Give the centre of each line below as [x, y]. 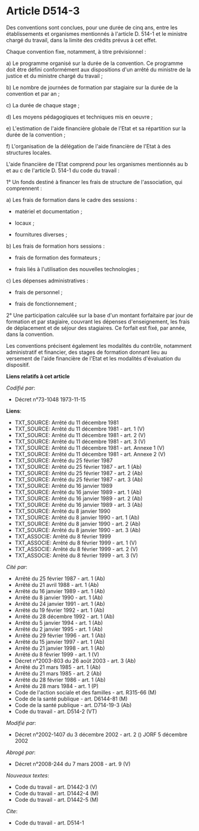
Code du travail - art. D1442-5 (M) [57, 799]
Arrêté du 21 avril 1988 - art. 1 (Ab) [57, 584]
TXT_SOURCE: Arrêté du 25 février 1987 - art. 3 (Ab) [79, 479]
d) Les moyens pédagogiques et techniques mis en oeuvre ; [80, 117]
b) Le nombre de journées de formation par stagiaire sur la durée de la [92, 87]
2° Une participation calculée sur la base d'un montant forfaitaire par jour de [99, 315]
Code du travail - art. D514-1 [49, 823]
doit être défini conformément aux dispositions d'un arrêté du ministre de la [99, 69]
